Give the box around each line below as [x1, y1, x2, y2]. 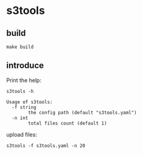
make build [6, 44, 34, 50]
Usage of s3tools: [6, 98, 53, 105]
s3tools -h [6, 88, 34, 94]
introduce [6, 60, 44, 71]
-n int [12, 115, 29, 121]
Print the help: [6, 77, 41, 84]
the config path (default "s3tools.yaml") [28, 109, 137, 115]
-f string [12, 104, 36, 110]
